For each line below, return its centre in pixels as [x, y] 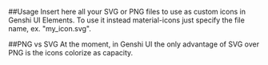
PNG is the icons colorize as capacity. [71, 53]
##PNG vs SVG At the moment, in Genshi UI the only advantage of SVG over [134, 44]
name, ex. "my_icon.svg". [50, 28]
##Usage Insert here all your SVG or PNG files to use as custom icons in [127, 12]
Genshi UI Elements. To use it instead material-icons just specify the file [127, 20]
